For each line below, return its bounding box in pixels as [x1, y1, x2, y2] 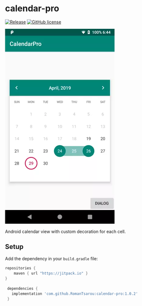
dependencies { [7, 286, 38, 291]
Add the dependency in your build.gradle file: [5, 255, 98, 261]
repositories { [5, 266, 36, 270]
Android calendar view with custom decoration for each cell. [5, 229, 126, 234]
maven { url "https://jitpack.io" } [14, 271, 89, 276]
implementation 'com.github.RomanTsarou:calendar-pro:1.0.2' [11, 291, 138, 296]
